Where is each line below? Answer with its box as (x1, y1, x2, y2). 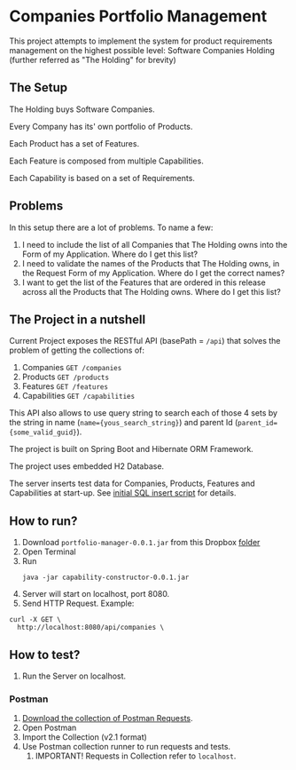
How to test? (9, 647, 81, 663)
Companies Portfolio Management (9, 6, 268, 27)
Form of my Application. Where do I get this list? (21, 249, 198, 259)
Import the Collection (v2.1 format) (21, 732, 148, 742)
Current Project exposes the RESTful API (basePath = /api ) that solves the (9, 336, 281, 346)
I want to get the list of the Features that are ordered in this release (21, 277, 266, 288)
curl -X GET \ (9, 615, 62, 624)
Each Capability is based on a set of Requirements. (9, 172, 195, 183)
